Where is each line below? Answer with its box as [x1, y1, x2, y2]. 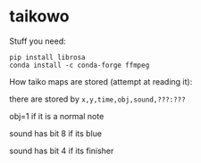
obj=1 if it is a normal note [9, 110, 105, 121]
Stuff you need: [9, 36, 67, 46]
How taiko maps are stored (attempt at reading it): [9, 76, 193, 86]
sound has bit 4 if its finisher [9, 145, 114, 156]
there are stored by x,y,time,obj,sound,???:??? [9, 94, 186, 104]
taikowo [9, 6, 70, 27]
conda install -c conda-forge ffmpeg [9, 61, 150, 69]
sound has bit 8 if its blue [9, 127, 103, 139]
